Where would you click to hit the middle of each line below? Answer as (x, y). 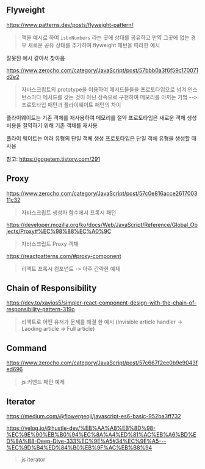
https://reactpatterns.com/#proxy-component (64, 256)
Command (27, 348)
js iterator (33, 460)
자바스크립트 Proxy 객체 (50, 243)
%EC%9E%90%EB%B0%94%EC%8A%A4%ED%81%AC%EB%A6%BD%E (102, 435)
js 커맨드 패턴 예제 (43, 382)
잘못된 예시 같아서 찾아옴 (36, 58)
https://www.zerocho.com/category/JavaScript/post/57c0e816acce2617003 (102, 193)
